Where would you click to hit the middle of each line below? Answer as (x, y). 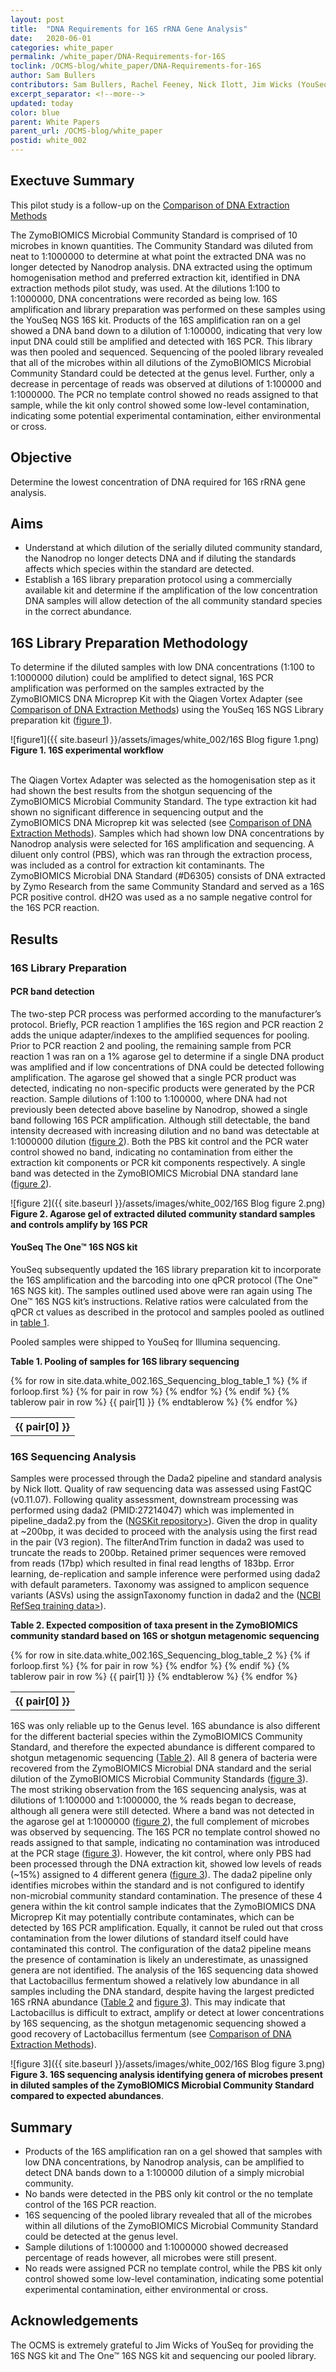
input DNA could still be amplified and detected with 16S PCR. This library (161, 341)
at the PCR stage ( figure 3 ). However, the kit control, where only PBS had (161, 1853)
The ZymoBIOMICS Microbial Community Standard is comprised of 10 (154, 235)
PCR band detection (52, 992)
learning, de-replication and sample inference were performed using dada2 (165, 1574)
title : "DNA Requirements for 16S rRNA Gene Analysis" (129, 29)
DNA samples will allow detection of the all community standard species (173, 601)
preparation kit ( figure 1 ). (61, 720)
